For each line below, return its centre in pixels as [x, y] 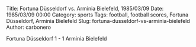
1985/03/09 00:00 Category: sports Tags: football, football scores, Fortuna [97, 15]
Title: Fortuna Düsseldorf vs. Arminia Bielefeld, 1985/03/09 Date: [85, 9]
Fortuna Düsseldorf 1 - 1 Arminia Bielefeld [57, 38]
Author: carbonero [29, 27]
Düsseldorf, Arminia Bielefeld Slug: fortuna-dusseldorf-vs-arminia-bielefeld [98, 21]
